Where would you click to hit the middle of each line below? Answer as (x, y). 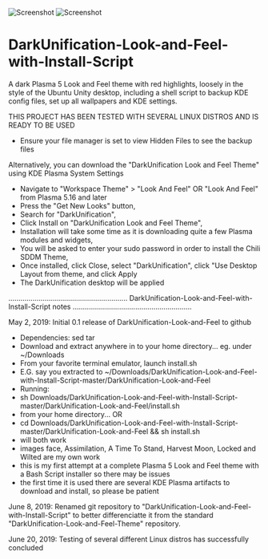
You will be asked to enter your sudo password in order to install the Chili (140, 248)
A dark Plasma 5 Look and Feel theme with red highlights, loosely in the (126, 83)
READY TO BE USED (42, 125)
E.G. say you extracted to (61, 371)
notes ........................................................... (122, 306)
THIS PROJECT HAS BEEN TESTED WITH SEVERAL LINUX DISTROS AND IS (134, 116)
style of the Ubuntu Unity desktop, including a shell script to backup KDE (128, 92)
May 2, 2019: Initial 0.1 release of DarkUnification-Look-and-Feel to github (130, 322)
